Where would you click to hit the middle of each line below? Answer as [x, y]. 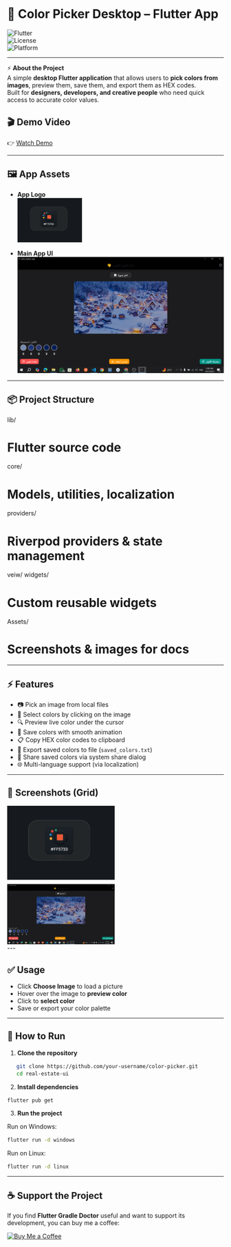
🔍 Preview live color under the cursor [70, 723]
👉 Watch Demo [30, 142]
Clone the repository [47, 1053]
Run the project [40, 1113]
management [46, 556]
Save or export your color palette [64, 1008]
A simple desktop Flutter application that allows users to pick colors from [113, 78]
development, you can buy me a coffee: [64, 1223]
